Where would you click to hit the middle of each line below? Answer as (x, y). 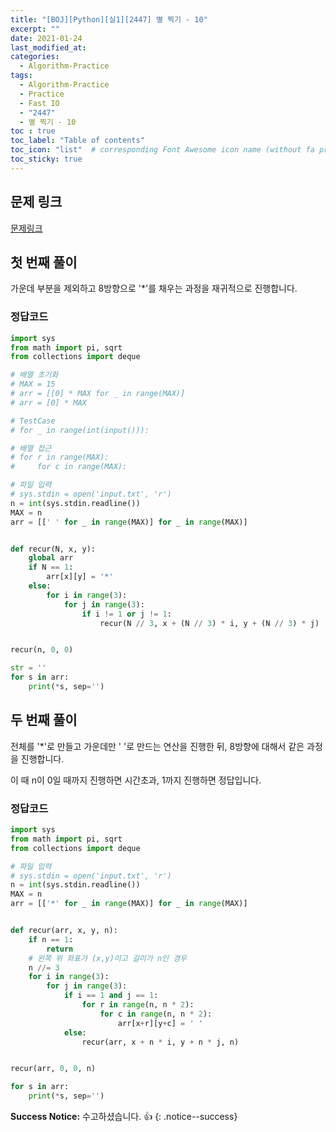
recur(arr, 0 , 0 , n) (53, 1069)
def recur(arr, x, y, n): (64, 931)
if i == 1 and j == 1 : (111, 996)
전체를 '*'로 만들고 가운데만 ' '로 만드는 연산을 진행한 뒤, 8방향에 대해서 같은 (157, 746)
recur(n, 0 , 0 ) (42, 650)
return (60, 949)
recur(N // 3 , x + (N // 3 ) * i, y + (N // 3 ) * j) (209, 623)
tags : (21, 76)
